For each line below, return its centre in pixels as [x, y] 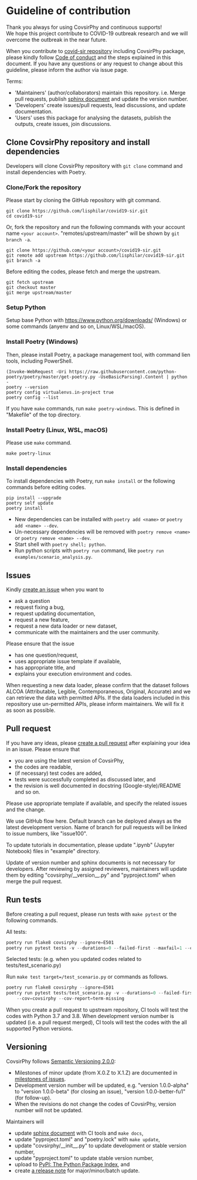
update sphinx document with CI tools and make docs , [79, 1133]
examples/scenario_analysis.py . [53, 557]
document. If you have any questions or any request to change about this [94, 64]
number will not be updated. [49, 1110]
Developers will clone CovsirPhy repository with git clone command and [94, 165]
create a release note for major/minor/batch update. [77, 1171]
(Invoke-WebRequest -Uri [36, 372]
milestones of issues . [40, 1079]
